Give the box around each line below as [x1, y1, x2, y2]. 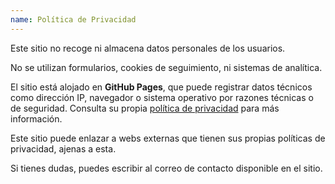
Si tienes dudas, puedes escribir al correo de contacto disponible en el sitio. [10, 162, 323, 174]
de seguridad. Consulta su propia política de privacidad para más [10, 102, 280, 114]
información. [10, 112, 63, 125]
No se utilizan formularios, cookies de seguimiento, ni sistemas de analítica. [10, 61, 323, 73]
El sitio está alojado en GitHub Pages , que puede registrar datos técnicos [10, 81, 313, 93]
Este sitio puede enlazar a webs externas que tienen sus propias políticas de [10, 132, 326, 144]
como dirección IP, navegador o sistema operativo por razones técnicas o [10, 91, 314, 103]
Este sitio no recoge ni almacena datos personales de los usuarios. [10, 42, 286, 54]
